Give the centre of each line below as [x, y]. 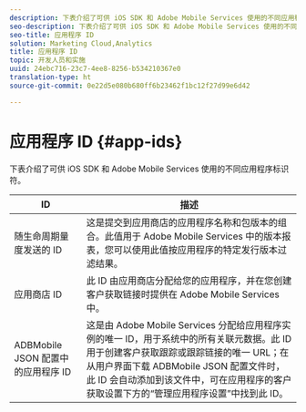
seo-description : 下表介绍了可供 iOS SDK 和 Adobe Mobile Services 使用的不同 [153, 26]
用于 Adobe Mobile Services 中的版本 [202, 236]
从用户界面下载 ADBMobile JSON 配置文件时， [185, 366]
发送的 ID [43, 250]
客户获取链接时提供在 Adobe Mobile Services [183, 294]
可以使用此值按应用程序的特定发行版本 [195, 250]
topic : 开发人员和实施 [48, 60]
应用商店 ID [38, 294]
